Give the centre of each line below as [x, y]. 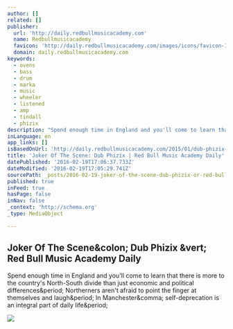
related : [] [24, 20]
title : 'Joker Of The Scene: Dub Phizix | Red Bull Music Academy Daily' [116, 156]
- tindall [27, 117]
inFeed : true [26, 188]
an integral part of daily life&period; [58, 305]
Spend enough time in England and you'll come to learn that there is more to [116, 276]
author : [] [23, 14]
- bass [23, 71]
